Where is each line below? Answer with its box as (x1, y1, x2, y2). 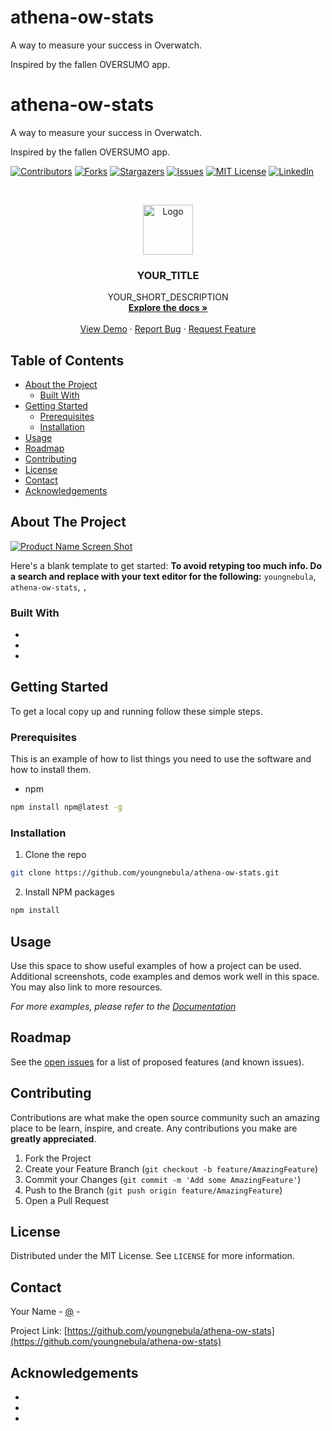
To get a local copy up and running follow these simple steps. (10, 705, 263, 717)
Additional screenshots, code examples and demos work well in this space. (10, 970, 320, 982)
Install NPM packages (24, 886, 115, 898)
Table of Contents (10, 352, 125, 369)
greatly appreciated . (10, 1132, 97, 1145)
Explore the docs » (128, 302, 208, 314)
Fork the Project (24, 1152, 92, 1164)
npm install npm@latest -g (10, 802, 123, 813)
